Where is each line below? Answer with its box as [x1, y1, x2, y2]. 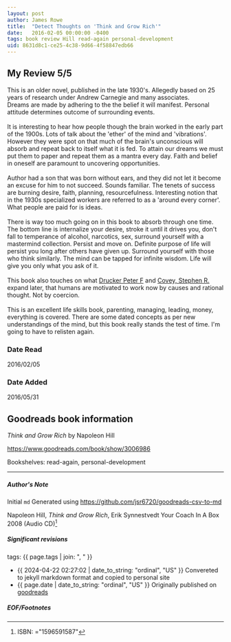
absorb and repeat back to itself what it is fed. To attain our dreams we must [7, 144, 223, 152]
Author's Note [7, 480, 49, 488]
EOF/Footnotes [7, 603, 52, 612]
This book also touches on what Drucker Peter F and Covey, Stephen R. [7, 276, 210, 284]
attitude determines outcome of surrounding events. [7, 107, 155, 116]
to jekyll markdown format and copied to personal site [16, 573, 170, 581]
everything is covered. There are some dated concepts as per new [7, 313, 196, 321]
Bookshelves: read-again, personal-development [7, 458, 146, 466]
